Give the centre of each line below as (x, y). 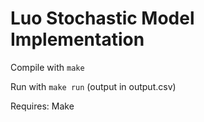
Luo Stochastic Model (102, 18)
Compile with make (47, 67)
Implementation (77, 39)
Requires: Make (42, 106)
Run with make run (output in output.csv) (93, 86)
